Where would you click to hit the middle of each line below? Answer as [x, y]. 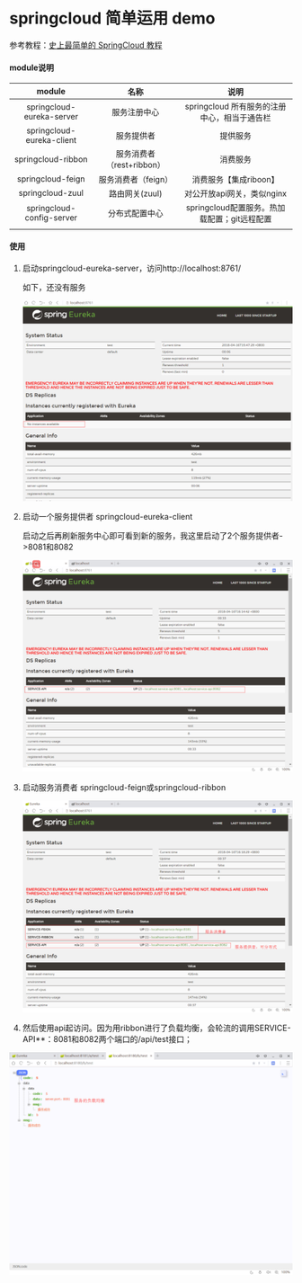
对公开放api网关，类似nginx [235, 193]
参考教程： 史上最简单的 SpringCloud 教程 [86, 45]
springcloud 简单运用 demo [112, 18]
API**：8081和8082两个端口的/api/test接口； [107, 1039]
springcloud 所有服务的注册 [235, 106]
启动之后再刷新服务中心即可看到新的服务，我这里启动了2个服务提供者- [152, 536]
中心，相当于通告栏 [235, 117]
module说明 [32, 67]
